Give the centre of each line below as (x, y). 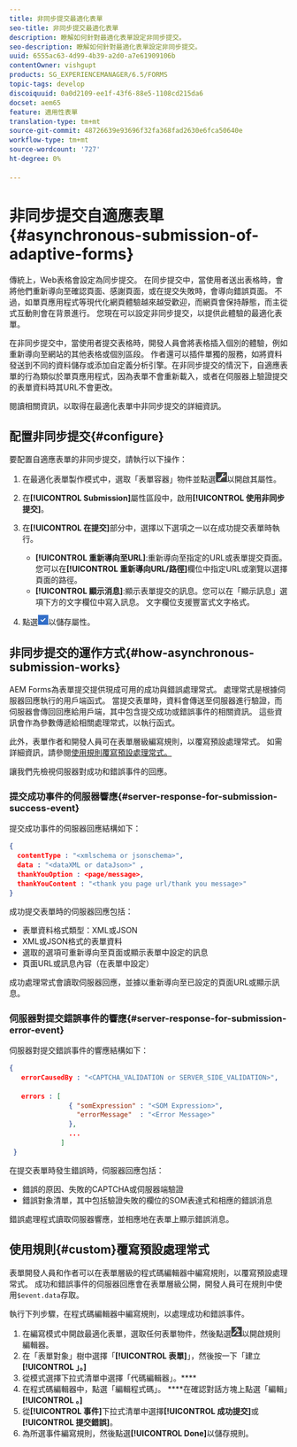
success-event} (44, 809)
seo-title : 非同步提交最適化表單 (64, 28)
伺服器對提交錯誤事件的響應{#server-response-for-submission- (148, 1018)
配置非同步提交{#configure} (87, 436)
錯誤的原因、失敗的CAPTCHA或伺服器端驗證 (103, 1189)
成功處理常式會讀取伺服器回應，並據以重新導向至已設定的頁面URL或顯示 (141, 982)
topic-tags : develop (47, 84)
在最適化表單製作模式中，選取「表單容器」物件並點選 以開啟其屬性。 (151, 479)
